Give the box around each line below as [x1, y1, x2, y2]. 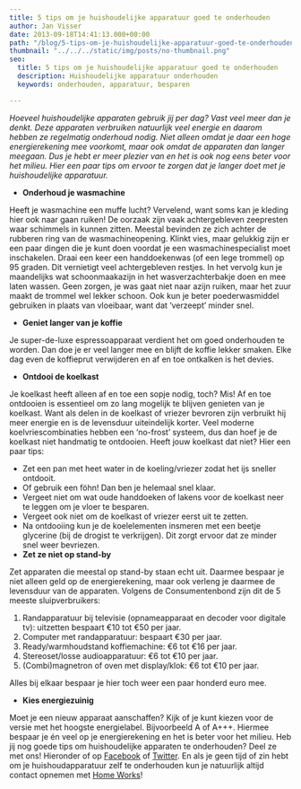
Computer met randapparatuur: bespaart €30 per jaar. [21, 631, 222, 642]
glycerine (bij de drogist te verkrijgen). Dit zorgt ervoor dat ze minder [21, 530, 278, 540]
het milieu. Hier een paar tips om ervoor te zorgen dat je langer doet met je [9, 160, 287, 171]
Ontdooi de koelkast [21, 371, 99, 381]
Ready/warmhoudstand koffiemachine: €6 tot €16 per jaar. [21, 641, 237, 652]
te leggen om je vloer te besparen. [21, 501, 150, 512]
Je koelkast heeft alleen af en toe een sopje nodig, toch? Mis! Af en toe [9, 388, 271, 399]
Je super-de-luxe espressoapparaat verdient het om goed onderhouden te [9, 334, 285, 346]
